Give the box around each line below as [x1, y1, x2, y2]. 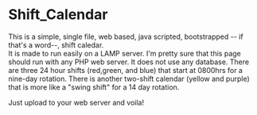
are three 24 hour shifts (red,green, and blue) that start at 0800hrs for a [8, 65, 243, 75]
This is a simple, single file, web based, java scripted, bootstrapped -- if [8, 32, 244, 41]
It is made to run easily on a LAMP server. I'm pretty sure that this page [8, 48, 241, 58]
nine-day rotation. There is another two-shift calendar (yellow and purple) [8, 74, 251, 83]
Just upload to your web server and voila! [8, 98, 145, 107]
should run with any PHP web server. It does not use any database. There [8, 57, 249, 67]
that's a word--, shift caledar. [8, 40, 104, 49]
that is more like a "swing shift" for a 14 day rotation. [8, 82, 180, 92]
